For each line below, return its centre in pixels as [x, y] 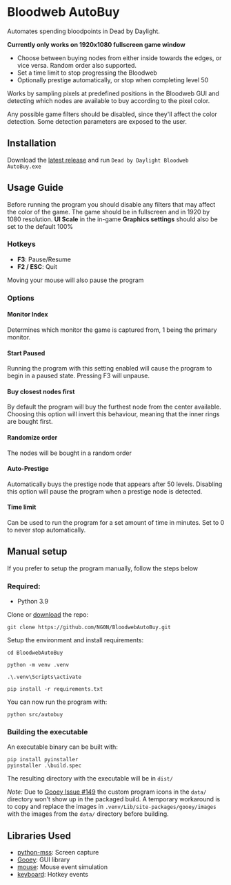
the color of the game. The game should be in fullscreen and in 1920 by [109, 212]
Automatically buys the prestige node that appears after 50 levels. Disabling [115, 484]
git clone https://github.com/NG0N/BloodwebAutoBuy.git [89, 627]
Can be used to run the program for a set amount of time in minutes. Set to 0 [116, 522]
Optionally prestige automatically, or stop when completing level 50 [113, 80]
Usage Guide [36, 188]
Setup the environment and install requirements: [76, 640]
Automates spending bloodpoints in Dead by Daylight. [84, 31]
